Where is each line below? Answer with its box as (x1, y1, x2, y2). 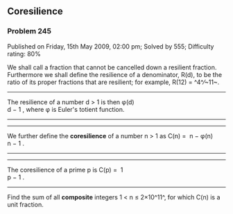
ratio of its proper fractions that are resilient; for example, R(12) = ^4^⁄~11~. (7, 78, 220, 86)
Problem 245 (7, 26, 52, 36)
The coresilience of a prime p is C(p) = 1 (7, 165, 123, 174)
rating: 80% (7, 49, 42, 58)
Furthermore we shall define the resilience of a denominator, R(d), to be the (7, 70, 223, 79)
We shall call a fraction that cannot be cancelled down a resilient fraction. (7, 63, 217, 72)
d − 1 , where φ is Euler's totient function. (7, 105, 125, 113)
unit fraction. (7, 200, 44, 208)
